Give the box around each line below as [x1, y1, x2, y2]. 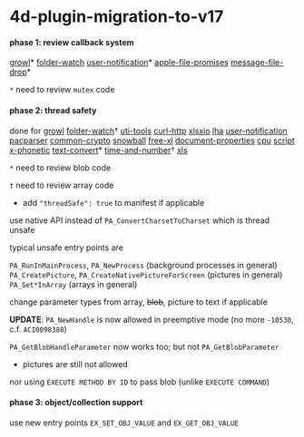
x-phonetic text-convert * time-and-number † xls [9, 144, 188, 155]
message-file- [230, 57, 284, 68]
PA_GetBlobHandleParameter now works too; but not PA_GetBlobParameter [9, 341, 279, 352]
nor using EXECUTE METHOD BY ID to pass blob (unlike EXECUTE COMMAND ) [9, 376, 270, 387]
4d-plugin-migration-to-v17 [9, 6, 224, 27]
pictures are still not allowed [22, 358, 129, 369]
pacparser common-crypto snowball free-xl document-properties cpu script [9, 134, 295, 146]
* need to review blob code [9, 161, 112, 173]
